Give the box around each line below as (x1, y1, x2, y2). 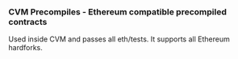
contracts (8, 16, 48, 27)
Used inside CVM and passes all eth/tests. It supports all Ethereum (8, 34, 230, 44)
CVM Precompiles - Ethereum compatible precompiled (8, 6, 228, 18)
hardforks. (8, 43, 43, 53)
